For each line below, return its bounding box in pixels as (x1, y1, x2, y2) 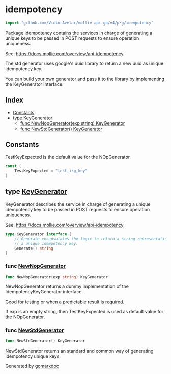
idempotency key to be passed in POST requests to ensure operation (5, 206, 150, 212)
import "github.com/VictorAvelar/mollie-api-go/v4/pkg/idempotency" (5, 20, 154, 26)
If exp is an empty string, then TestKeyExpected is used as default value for (5, 309, 164, 315)
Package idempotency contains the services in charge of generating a (5, 30, 153, 36)
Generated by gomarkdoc (5, 363, 60, 369)
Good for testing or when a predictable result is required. (5, 298, 125, 305)
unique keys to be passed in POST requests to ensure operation (5, 35, 139, 41)
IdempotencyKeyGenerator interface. (5, 289, 83, 295)
